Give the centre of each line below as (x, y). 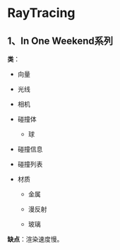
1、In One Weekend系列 (60, 41)
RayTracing (41, 13)
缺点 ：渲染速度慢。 (35, 239)
